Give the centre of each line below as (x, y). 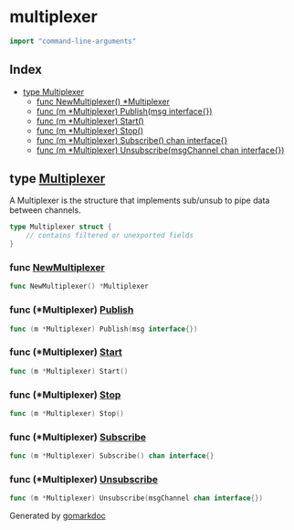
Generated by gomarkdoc (58, 516)
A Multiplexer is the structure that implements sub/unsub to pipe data (140, 201)
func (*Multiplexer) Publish (72, 310)
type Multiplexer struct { (61, 227)
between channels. (45, 210)
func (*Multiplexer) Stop (65, 395)
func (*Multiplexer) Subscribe (78, 437)
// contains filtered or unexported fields (110, 236)
